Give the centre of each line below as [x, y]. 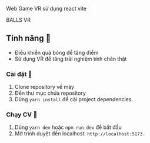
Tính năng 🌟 [29, 39]
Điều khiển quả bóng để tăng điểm [56, 52]
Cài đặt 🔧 [19, 74]
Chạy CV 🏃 [22, 115]
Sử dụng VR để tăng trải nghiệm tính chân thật [71, 59]
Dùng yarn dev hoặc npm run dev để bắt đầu [68, 127]
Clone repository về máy [44, 87]
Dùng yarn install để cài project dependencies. [74, 99]
